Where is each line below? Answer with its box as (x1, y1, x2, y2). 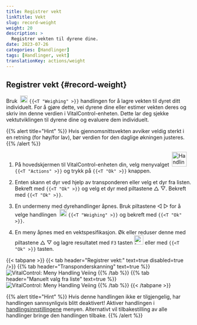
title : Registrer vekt (6, 8, 62, 15)
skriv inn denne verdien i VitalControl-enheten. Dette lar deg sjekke (6, 110, 169, 117)
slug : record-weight (6, 19, 57, 25)
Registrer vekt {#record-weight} (6, 79, 128, 89)
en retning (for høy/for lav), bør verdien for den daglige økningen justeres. (6, 134, 185, 141)
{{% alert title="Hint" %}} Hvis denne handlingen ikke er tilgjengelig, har (6, 293, 181, 300)
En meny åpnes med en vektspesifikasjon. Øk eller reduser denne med (14, 229, 186, 236)
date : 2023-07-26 (6, 42, 49, 48)
